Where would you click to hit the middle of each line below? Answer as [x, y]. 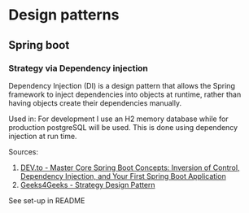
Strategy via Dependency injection [79, 68]
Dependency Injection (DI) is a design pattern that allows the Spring [122, 85]
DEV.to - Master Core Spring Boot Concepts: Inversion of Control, [130, 167]
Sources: [24, 151]
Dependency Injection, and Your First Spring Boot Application [123, 176]
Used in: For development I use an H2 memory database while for [119, 119]
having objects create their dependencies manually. [95, 102]
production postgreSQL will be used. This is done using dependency [123, 127]
